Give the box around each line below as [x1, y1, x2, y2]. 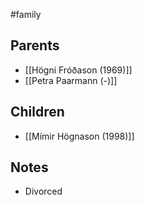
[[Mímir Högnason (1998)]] [24, 130, 135, 142]
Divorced [24, 185, 63, 198]
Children [10, 104, 65, 121]
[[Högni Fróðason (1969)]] [24, 64, 133, 76]
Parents [10, 37, 60, 54]
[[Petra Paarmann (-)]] [24, 74, 118, 86]
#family [10, 9, 42, 20]
